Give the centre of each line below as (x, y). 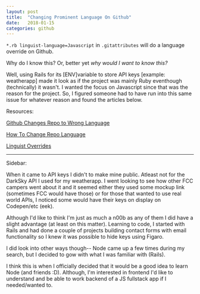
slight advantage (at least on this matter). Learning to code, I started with (96, 224)
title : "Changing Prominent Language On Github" (69, 17)
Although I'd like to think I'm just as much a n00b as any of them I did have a (100, 218)
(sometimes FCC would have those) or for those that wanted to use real (94, 193)
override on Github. (30, 52)
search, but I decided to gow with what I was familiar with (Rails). (86, 255)
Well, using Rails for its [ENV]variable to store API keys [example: (86, 74)
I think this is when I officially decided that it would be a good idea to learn (97, 266)
